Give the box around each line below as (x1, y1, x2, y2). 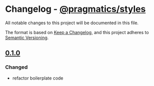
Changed (5, 64, 28, 71)
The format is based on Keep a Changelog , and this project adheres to (5, 29, 149, 35)
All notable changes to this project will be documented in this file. (5, 20, 139, 26)
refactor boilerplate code (12, 75, 64, 81)
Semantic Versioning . (5, 35, 49, 41)
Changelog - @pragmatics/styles (5, 3, 146, 15)
